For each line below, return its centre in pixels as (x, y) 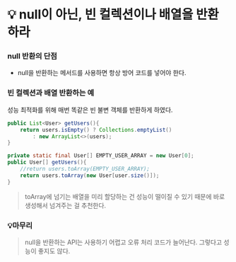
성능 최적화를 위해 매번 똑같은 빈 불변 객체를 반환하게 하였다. (90, 110)
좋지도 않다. (54, 251)
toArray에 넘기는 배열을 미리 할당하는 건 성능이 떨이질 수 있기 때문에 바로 (125, 196)
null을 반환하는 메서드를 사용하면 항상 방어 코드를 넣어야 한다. (102, 73)
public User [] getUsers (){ (47, 163)
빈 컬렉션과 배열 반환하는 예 (51, 93)
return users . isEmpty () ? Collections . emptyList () (96, 130)
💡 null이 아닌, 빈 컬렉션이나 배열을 (100, 15)
